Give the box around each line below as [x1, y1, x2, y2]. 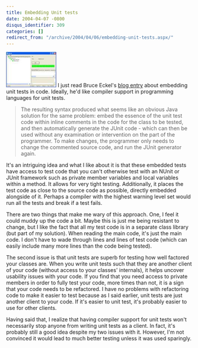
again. [20, 150, 36, 157]
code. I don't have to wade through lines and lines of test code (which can [6, 236, 188, 243]
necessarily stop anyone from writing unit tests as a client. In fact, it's [6, 322, 176, 330]
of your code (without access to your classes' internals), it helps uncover [6, 267, 184, 274]
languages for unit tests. [6, 94, 66, 102]
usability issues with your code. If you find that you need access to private [6, 273, 188, 280]
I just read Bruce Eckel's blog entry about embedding [57, 82, 188, 89]
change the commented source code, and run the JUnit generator [20, 144, 182, 151]
